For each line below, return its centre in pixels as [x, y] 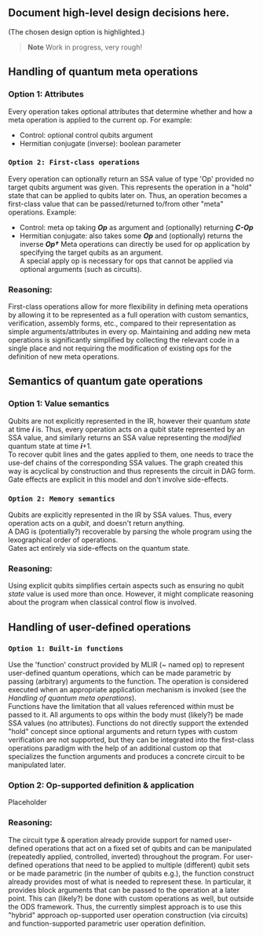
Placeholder [27, 802]
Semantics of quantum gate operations [106, 382]
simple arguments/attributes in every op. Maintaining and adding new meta [130, 332]
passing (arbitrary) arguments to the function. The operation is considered [128, 681]
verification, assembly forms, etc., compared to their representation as [122, 323]
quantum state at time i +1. [50, 446]
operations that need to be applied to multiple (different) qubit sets [142, 864]
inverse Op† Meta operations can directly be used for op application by [135, 244]
